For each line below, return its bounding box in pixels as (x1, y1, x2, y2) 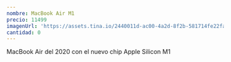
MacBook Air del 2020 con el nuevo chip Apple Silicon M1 (6, 48, 171, 56)
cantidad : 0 (6, 29, 41, 36)
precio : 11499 (6, 16, 48, 23)
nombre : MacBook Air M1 (6, 10, 75, 17)
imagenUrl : (6, 22, 38, 29)
